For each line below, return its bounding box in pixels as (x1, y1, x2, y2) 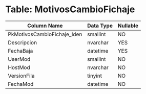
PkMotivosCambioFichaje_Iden (8, 31, 82, 38)
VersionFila (8, 72, 35, 79)
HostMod (8, 64, 31, 71)
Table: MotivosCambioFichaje (5, 4, 135, 15)
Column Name (27, 22, 63, 29)
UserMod (8, 55, 31, 62)
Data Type (87, 22, 113, 29)
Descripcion (8, 39, 37, 46)
